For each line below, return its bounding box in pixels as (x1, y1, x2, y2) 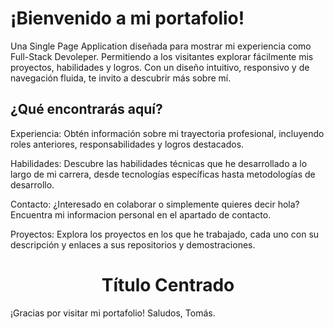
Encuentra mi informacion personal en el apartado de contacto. (10, 208, 272, 221)
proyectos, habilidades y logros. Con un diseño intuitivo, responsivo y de (10, 61, 310, 73)
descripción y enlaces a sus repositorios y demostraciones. (10, 238, 256, 251)
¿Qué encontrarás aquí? (10, 101, 163, 118)
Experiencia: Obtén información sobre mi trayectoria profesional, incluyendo (10, 127, 325, 139)
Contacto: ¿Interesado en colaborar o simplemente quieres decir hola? (10, 198, 300, 210)
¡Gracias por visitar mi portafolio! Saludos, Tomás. (10, 307, 216, 319)
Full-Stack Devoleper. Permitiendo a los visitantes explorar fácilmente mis (10, 50, 314, 62)
